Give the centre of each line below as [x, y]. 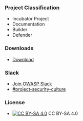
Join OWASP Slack [32, 84]
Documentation [28, 24]
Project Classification [32, 8]
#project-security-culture [39, 89]
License [15, 102]
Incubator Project [30, 19]
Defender [22, 35]
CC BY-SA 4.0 [63, 113]
